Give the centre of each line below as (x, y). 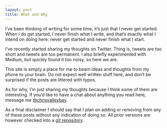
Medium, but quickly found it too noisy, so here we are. (62, 59)
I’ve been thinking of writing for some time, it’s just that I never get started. (82, 28)
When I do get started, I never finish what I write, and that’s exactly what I (81, 34)
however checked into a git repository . (45, 120)
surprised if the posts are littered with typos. (51, 80)
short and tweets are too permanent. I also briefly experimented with (76, 54)
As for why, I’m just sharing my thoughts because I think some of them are (82, 89)
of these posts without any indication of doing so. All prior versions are (78, 115)
